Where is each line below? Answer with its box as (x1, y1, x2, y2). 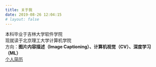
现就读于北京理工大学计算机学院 (5, 37, 71, 43)
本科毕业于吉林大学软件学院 (5, 31, 63, 37)
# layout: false (5, 17, 39, 22)
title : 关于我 (5, 7, 33, 13)
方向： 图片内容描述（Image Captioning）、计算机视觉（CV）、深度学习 (5, 44, 151, 50)
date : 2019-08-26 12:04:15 (5, 12, 62, 17)
